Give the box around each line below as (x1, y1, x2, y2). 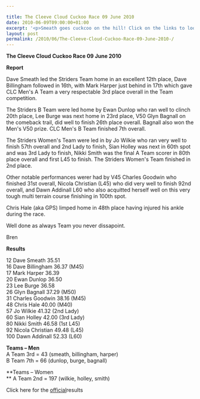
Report (6, 64, 24, 72)
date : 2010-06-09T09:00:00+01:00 (6, 19, 89, 26)
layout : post (6, 30, 39, 36)
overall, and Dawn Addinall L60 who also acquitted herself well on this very (6, 186, 190, 194)
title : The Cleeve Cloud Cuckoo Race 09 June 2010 (6, 14, 135, 20)
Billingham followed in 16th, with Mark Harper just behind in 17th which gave (6, 82, 192, 89)
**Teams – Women (6, 369, 54, 376)
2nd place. (6, 162, 33, 169)
